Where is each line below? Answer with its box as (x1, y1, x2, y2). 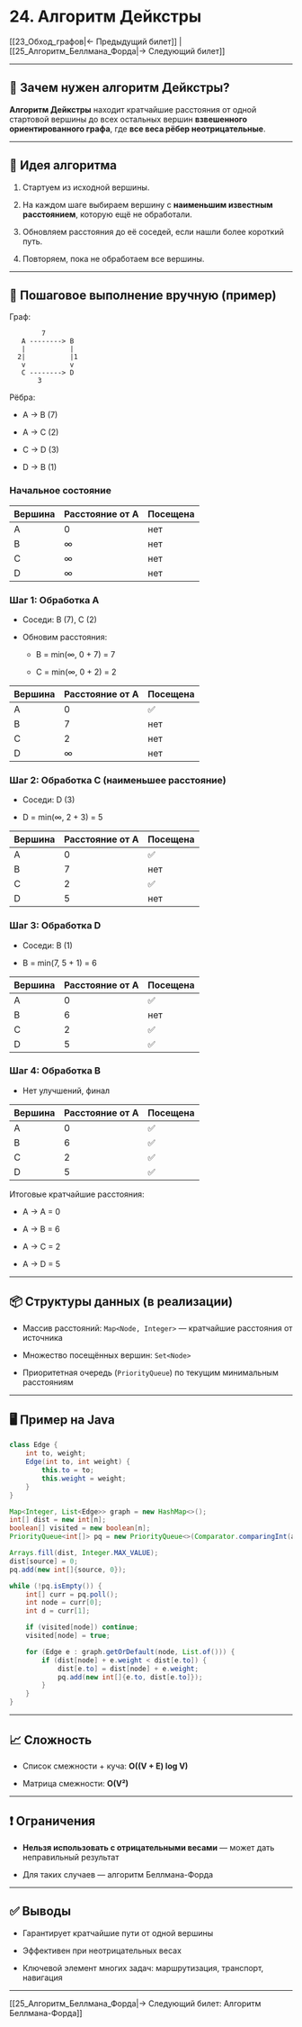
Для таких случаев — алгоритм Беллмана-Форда (22, 1869, 214, 1879)
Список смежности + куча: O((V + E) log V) (22, 1760, 189, 1771)
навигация (22, 1972, 63, 1983)
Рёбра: (9, 392, 36, 403)
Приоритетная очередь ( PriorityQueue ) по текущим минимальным (22, 1367, 279, 1378)
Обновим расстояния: (22, 631, 108, 642)
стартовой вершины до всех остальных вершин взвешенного (9, 113, 248, 124)
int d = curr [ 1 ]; (25, 1606, 91, 1615)
